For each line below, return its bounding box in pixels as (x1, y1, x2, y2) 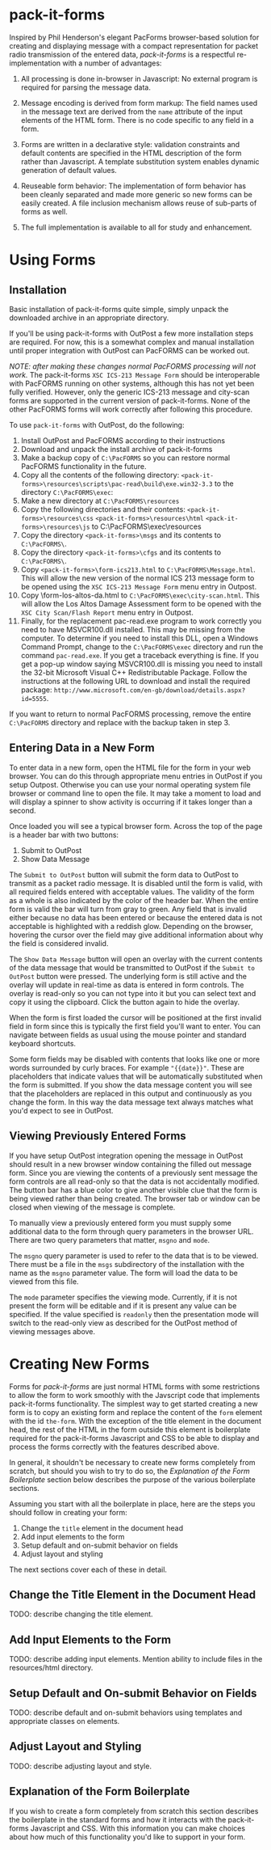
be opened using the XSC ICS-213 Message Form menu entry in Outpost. (20, 581, 257, 591)
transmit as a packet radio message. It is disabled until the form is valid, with (9, 878, 263, 888)
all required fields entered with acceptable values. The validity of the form (9, 887, 255, 897)
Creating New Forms (9, 1354, 150, 1373)
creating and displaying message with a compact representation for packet (9, 40, 259, 50)
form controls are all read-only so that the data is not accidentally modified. (9, 1176, 261, 1186)
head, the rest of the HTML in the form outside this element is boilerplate (9, 1425, 251, 1434)
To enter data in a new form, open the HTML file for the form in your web (9, 762, 251, 772)
